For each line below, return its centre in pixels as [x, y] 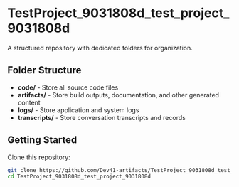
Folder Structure [44, 70]
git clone [22, 170]
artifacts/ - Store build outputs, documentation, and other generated [118, 95]
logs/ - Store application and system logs [78, 110]
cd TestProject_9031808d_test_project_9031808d [79, 177]
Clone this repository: [39, 157]
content [29, 102]
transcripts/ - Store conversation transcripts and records [102, 117]
